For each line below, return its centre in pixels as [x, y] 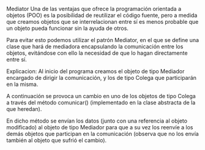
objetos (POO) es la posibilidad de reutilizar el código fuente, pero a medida [102, 15]
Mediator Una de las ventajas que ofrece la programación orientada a [94, 9]
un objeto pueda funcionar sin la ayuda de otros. [67, 28]
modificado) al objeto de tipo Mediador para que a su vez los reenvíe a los [100, 127]
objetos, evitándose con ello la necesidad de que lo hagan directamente [97, 53]
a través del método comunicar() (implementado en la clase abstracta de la [101, 102]
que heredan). [24, 109]
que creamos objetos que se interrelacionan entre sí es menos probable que [102, 22]
